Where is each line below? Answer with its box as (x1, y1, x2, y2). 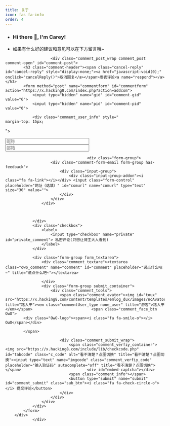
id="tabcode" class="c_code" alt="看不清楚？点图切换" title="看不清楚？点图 (5, 352, 161, 357)
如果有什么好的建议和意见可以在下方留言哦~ (12, 46, 105, 52)
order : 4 (5, 17, 24, 22)
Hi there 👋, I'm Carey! (12, 33, 66, 41)
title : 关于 (5, 7, 29, 13)
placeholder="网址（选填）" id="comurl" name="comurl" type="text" (5, 183, 146, 188)
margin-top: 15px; (5, 119, 44, 124)
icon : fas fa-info (5, 12, 44, 17)
